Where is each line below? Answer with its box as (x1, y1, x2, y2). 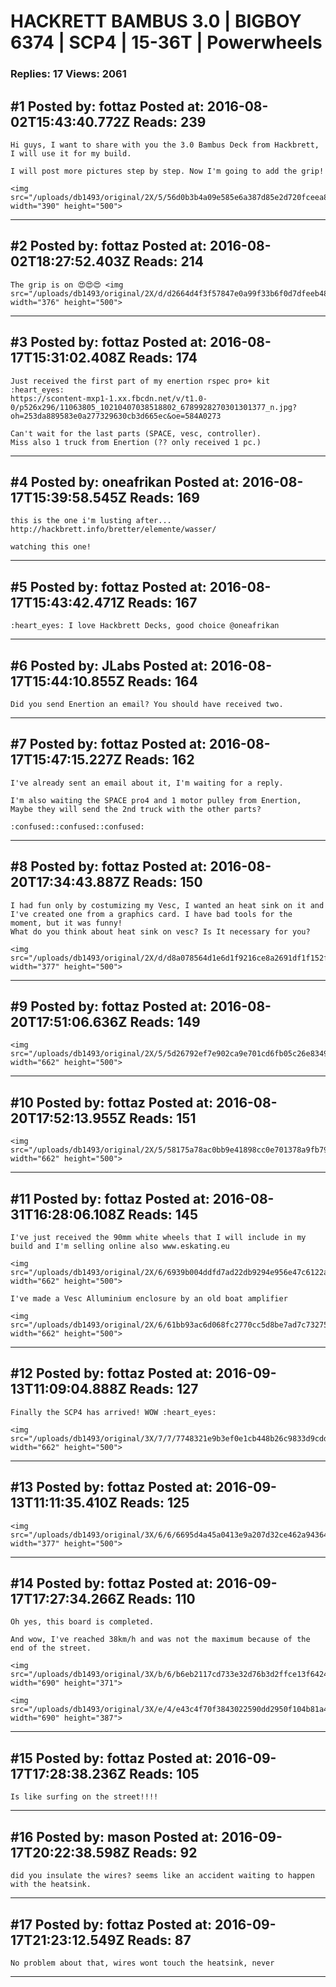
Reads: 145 (128, 1206, 199, 1223)
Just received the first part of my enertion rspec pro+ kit (10, 376, 271, 386)
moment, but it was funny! (10, 918, 123, 928)
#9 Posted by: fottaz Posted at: (10, 998, 208, 1015)
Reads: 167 (128, 594, 198, 611)
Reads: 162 (124, 751, 195, 769)
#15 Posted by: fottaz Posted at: (10, 1750, 213, 1767)
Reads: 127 (129, 1381, 199, 1398)
